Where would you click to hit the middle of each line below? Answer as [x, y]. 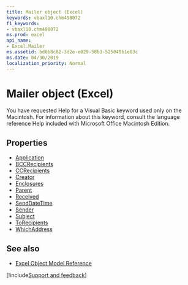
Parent [24, 190]
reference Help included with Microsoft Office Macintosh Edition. [88, 124]
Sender [24, 210]
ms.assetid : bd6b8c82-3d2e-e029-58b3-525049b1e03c [72, 52]
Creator [25, 177]
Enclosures [29, 184]
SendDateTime [34, 203]
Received [27, 197]
